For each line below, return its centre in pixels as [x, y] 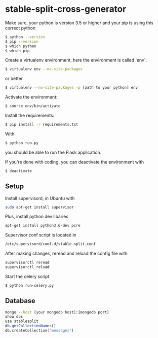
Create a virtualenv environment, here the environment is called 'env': [76, 60]
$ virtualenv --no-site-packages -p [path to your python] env [72, 88]
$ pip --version [22, 41]
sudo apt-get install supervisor [39, 207]
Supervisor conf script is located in [41, 235]
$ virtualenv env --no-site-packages [44, 69]
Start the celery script [27, 276]
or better [14, 79]
